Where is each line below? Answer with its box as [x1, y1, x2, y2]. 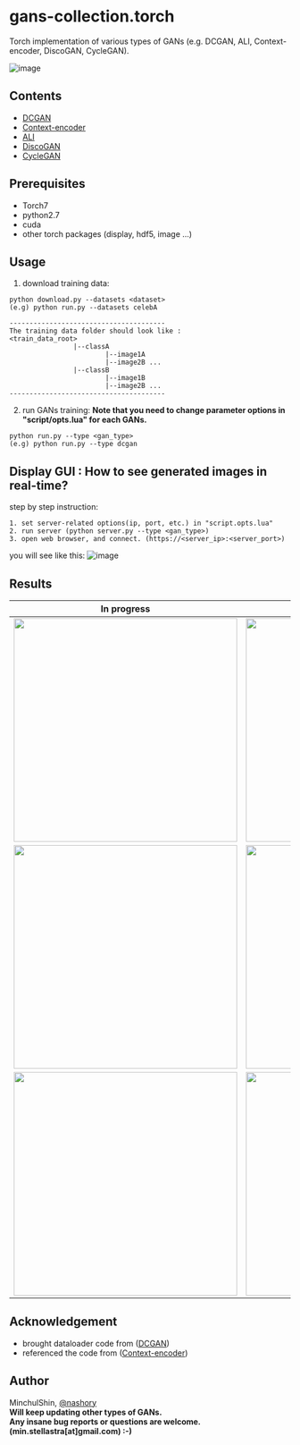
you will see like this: [9, 550, 86, 561]
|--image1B [104, 374, 146, 383]
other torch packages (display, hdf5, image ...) [21, 228, 193, 239]
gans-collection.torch [9, 6, 175, 27]
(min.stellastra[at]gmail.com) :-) [9, 1425, 132, 1436]
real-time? [9, 477, 69, 493]
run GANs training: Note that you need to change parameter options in [21, 405, 286, 416]
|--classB [72, 366, 110, 375]
